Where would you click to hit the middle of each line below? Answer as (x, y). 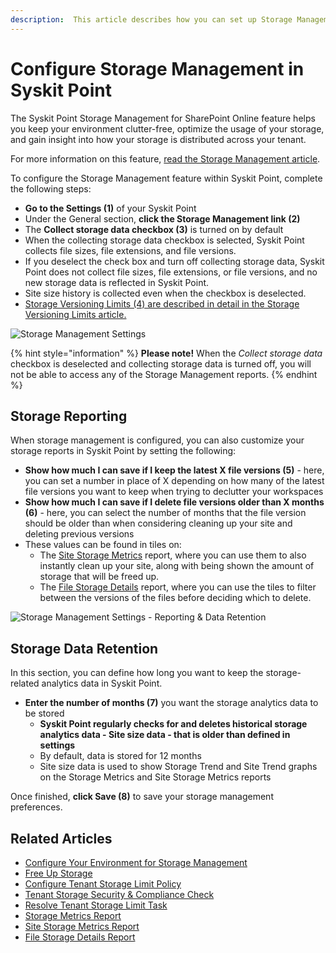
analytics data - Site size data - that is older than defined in (165, 735)
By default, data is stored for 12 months (120, 756)
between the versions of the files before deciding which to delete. (175, 598)
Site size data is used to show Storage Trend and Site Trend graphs (178, 767)
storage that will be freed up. (99, 577)
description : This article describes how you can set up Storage (151, 19)
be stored (44, 713)
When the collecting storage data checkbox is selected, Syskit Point (164, 240)
